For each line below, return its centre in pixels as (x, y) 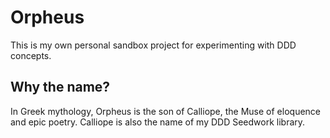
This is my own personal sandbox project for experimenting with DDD (153, 45)
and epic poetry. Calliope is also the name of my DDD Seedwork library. (158, 122)
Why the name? (60, 87)
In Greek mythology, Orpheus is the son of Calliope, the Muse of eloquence (166, 111)
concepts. (31, 55)
